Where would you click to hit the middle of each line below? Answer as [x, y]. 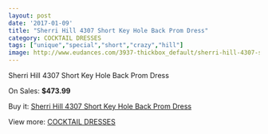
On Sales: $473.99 [39, 91]
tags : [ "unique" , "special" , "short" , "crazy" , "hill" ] [96, 45]
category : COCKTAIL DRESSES [55, 38]
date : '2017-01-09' [41, 23]
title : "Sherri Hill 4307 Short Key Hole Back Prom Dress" [108, 30]
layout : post [30, 16]
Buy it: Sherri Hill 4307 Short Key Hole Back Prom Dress [100, 106]
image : [19, 53]
